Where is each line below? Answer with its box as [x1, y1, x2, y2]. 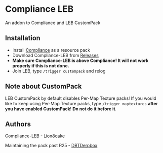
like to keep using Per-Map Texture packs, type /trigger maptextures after [5, 100, 158, 106]
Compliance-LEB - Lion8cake [5, 133, 65, 139]
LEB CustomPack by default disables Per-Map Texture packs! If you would [5, 95, 157, 101]
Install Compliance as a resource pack [12, 47, 90, 53]
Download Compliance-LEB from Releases [12, 52, 99, 58]
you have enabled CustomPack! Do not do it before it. [5, 106, 117, 112]
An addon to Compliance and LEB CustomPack [5, 20, 101, 26]
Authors [5, 120, 31, 128]
